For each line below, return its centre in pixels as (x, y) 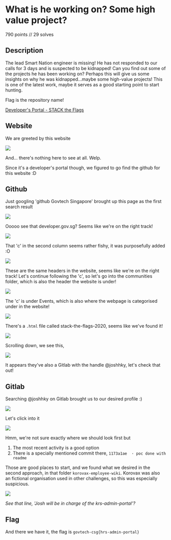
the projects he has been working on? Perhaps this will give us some (77, 74)
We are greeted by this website (38, 138)
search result (19, 207)
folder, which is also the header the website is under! (61, 282)
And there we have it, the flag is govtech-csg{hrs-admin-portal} (72, 532)
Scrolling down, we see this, (35, 346)
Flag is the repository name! (35, 100)
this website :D (21, 173)
